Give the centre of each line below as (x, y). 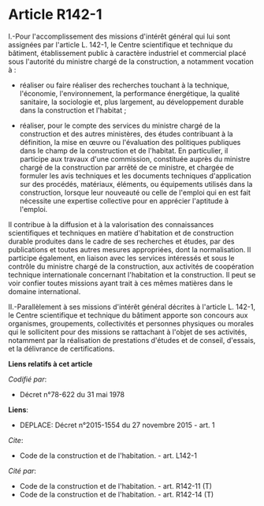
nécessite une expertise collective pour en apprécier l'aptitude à (124, 201)
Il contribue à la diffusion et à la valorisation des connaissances (111, 224)
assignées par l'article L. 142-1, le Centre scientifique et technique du (121, 44)
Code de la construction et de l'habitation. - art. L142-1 (108, 456)
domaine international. (45, 291)
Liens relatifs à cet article (50, 363)
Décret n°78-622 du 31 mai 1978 (72, 394)
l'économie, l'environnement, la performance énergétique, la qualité (130, 93)
